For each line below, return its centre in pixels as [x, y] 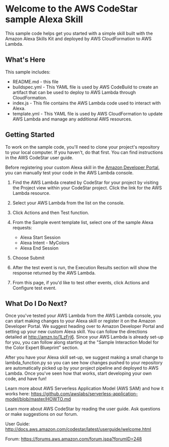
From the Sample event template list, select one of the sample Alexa [83, 222]
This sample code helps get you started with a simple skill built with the [79, 33]
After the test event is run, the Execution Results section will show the [85, 267]
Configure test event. [34, 288]
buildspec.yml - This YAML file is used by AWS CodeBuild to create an [85, 87]
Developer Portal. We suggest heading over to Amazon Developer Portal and [84, 326]
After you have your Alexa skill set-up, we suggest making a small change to [84, 358]
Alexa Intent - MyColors [45, 243]
